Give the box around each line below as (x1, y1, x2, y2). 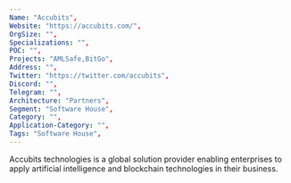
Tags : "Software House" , (9, 129, 102, 138)
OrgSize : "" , (9, 29, 58, 38)
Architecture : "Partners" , (9, 96, 110, 105)
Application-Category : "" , (9, 121, 110, 130)
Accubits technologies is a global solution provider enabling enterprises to (9, 154, 283, 164)
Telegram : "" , (9, 87, 62, 96)
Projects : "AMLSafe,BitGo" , (9, 54, 114, 63)
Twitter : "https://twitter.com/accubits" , (9, 71, 170, 80)
